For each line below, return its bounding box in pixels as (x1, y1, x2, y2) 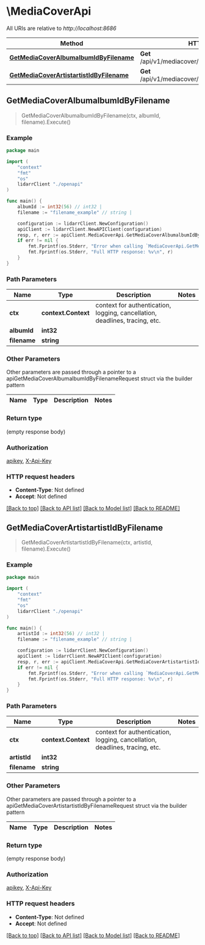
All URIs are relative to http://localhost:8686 (6, 24, 117, 32)
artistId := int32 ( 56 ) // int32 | (17, 631, 105, 637)
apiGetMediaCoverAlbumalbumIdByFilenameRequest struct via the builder (6, 375, 193, 382)
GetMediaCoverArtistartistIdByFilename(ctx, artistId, (21, 539, 153, 546)
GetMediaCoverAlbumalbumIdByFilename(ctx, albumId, (21, 111, 161, 119)
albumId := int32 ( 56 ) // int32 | (17, 204, 103, 210)
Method (60, 39, 84, 47)
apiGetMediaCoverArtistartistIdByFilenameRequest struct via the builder (6, 802, 187, 809)
